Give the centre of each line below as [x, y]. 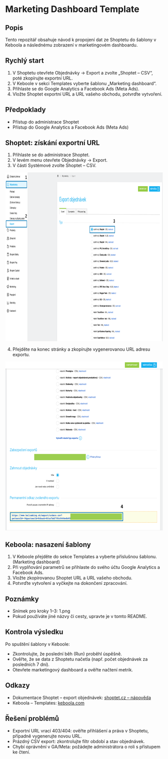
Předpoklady [25, 110]
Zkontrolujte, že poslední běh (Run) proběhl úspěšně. [67, 653]
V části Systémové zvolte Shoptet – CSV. [54, 166]
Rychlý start [24, 61]
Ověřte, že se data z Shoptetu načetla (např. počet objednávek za [80, 659]
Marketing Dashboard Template [72, 9]
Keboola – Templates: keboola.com [48, 703]
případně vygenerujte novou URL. [47, 736]
